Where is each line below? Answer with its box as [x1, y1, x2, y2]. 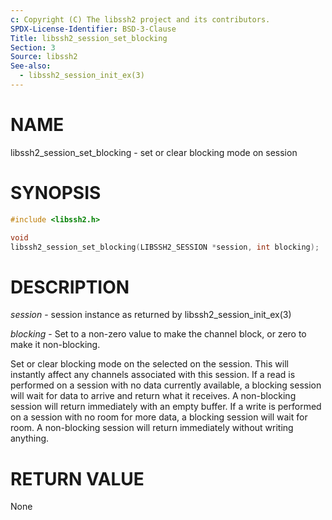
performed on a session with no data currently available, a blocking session [10, 379, 322, 391]
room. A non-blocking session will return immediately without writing [10, 422, 294, 434]
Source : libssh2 [10, 52, 78, 62]
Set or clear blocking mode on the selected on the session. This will [10, 358, 289, 370]
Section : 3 [10, 42, 56, 53]
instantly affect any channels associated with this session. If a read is [10, 369, 296, 381]
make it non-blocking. [10, 339, 101, 351]
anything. [10, 432, 50, 445]
